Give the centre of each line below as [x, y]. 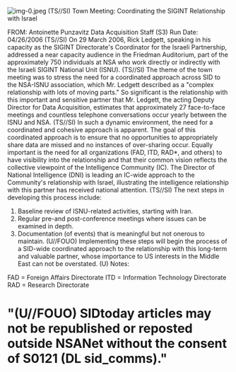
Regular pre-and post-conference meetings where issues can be [112, 219]
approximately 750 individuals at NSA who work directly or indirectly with [114, 62]
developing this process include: [55, 197]
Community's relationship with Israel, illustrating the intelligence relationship [118, 182]
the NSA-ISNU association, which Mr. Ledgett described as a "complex [111, 85]
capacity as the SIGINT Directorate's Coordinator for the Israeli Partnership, [117, 47]
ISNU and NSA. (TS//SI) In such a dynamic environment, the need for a [110, 122]
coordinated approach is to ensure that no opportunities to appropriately [113, 137]
